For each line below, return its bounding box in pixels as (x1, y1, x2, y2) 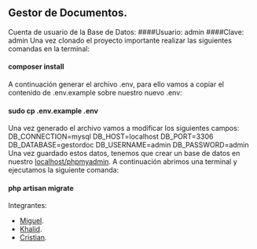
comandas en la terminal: (8, 43, 90, 54)
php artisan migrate (8, 183, 75, 192)
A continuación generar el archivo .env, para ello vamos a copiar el (8, 80, 224, 89)
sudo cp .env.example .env (8, 106, 98, 115)
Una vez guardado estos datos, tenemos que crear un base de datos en (8, 149, 240, 158)
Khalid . (19, 225, 42, 234)
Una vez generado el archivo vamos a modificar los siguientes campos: (8, 124, 240, 133)
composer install (8, 62, 64, 72)
